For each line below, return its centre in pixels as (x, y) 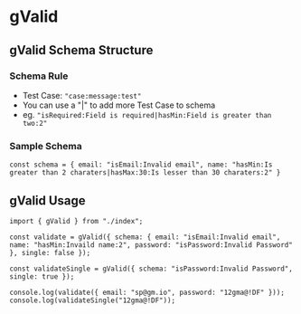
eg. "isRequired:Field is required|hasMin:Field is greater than (147, 114)
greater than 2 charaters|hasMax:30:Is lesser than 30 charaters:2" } (145, 173)
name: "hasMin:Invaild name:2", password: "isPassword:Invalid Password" (151, 245)
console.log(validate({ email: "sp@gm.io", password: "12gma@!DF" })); (147, 292)
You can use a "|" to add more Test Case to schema (119, 105)
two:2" (35, 123)
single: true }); (42, 276)
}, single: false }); (50, 252)
